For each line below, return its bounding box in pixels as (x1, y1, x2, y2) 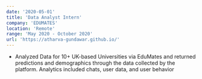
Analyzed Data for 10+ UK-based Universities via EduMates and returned (14, 53, 196, 60)
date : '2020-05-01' (6, 8, 55, 15)
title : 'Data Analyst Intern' (6, 14, 83, 20)
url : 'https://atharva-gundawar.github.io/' (6, 37, 120, 42)
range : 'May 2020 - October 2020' (6, 31, 93, 37)
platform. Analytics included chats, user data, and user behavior (14, 66, 175, 72)
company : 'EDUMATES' (6, 20, 58, 26)
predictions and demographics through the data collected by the (14, 59, 175, 66)
